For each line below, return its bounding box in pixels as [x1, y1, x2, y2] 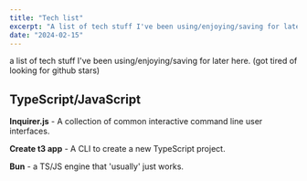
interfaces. [9, 125, 50, 137]
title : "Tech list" [9, 13, 84, 23]
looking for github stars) [9, 65, 101, 76]
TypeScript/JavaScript [9, 91, 142, 107]
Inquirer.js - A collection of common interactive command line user [9, 116, 263, 127]
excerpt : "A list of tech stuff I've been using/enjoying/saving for [9, 22, 281, 31]
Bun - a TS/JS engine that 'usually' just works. [9, 161, 185, 172]
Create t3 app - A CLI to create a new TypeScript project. [9, 144, 226, 154]
